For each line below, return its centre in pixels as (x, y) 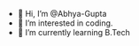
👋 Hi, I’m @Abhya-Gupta (62, 14)
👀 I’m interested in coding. (65, 23)
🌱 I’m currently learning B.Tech (73, 32)
